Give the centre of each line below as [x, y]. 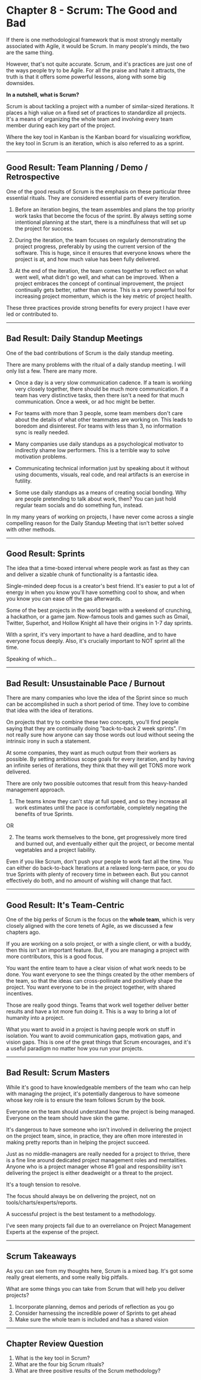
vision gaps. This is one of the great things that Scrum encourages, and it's [99, 1042]
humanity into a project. [35, 1018]
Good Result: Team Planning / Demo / [77, 168]
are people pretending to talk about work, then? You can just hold [95, 499]
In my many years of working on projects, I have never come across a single [100, 517]
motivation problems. [41, 456]
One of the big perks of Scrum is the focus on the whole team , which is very [100, 919]
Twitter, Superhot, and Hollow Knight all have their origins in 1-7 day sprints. [100, 623]
